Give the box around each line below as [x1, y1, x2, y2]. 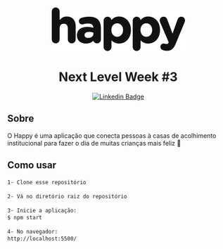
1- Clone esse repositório [7, 179, 87, 186]
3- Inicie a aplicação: [7, 207, 77, 214]
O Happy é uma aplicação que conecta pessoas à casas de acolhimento [7, 131, 217, 140]
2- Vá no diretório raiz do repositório [7, 193, 128, 200]
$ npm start [7, 214, 42, 221]
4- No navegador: [7, 228, 58, 235]
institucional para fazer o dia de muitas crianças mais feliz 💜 [7, 139, 181, 147]
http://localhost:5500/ [7, 235, 77, 242]
